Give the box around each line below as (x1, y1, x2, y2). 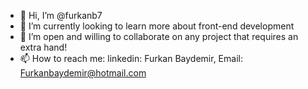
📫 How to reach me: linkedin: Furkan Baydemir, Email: (19, 53, 243, 64)
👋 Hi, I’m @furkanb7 (19, 10, 103, 21)
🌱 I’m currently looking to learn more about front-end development (19, 20, 295, 32)
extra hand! (19, 41, 68, 53)
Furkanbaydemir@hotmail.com (19, 67, 147, 79)
